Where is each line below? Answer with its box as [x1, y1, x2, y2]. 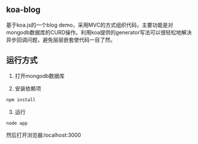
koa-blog [6, 5, 40, 15]
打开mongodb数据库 [14, 72, 65, 79]
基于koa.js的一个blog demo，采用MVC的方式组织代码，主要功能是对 [6, 21, 174, 29]
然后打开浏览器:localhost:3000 [6, 132, 81, 139]
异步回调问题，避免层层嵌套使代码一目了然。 [6, 36, 116, 43]
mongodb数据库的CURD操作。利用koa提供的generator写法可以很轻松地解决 [6, 29, 192, 36]
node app [6, 120, 28, 126]
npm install [6, 96, 36, 103]
